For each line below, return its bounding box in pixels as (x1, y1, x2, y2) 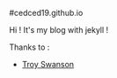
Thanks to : (9, 42, 50, 52)
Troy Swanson (21, 59, 75, 69)
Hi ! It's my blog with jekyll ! (9, 25, 109, 35)
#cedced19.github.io (9, 8, 84, 18)
